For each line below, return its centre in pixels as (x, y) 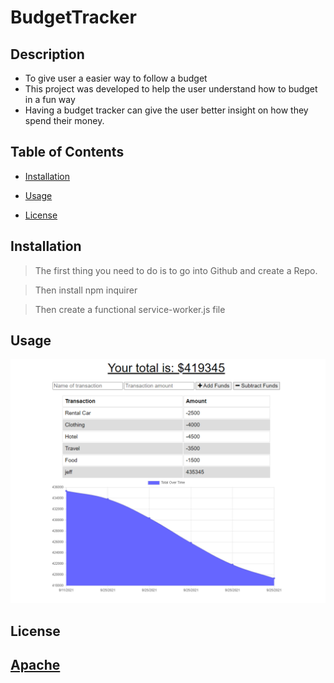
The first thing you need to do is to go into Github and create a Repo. (176, 270)
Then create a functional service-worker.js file (130, 309)
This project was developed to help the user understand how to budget (171, 89)
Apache (35, 665)
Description (47, 54)
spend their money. (64, 120)
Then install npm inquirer (86, 290)
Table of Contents (67, 152)
